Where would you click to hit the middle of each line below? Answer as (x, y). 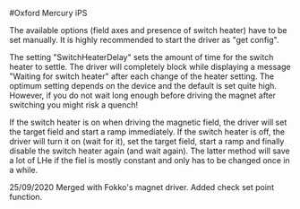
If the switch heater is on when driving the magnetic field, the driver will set (148, 122)
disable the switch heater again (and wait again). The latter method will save (150, 151)
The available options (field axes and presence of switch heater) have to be (149, 30)
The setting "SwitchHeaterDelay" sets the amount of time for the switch (141, 57)
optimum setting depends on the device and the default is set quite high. (143, 86)
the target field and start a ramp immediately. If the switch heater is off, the (147, 132)
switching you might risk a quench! (74, 105)
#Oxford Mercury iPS (48, 13)
